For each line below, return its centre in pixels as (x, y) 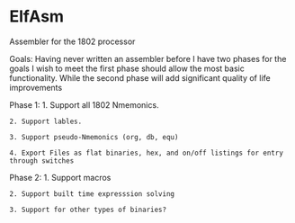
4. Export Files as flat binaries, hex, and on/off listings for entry (146, 153)
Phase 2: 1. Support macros (60, 177)
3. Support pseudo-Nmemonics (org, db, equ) (94, 137)
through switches (42, 161)
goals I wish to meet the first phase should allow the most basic (127, 68)
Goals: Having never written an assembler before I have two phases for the (148, 58)
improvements (36, 87)
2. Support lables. (46, 121)
